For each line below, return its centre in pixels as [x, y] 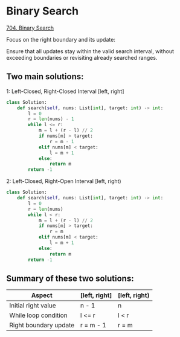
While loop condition [38, 315]
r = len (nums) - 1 [51, 119]
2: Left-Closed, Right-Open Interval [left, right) [64, 181]
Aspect [42, 295]
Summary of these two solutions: [70, 278]
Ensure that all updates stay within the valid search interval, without [90, 51]
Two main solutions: [45, 77]
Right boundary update [42, 326]
